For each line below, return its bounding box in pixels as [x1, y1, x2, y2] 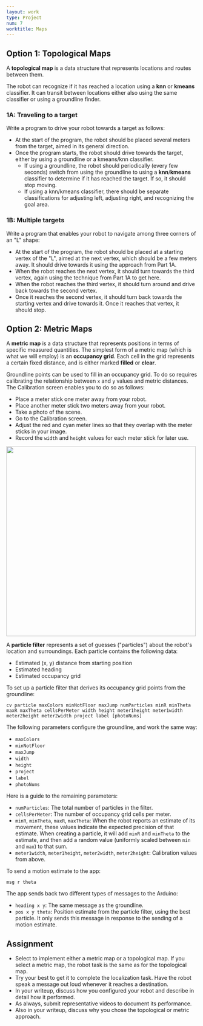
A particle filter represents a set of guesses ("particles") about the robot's [6, 641, 193, 649]
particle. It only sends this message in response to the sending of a [15, 915, 183, 922]
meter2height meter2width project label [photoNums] [6, 713, 142, 719]
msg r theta [6, 879, 36, 886]
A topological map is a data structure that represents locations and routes [6, 64, 191, 72]
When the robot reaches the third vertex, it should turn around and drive [15, 280, 195, 287]
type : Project [6, 15, 42, 21]
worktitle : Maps [6, 26, 47, 32]
